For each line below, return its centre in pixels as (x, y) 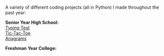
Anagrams (16, 38)
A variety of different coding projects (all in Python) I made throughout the (82, 7)
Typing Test (17, 28)
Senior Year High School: (32, 22)
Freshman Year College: (31, 48)
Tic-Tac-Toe (18, 33)
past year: (16, 13)
